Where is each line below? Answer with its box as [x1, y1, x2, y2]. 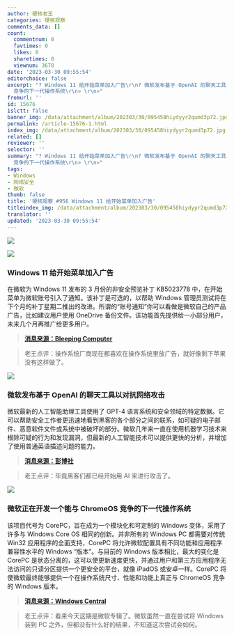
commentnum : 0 [13, 36, 54, 43]
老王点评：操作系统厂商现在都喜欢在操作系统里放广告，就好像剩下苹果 [24, 349, 226, 357]
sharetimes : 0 [13, 56, 54, 63]
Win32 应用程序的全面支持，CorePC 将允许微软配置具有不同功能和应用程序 [7, 538, 223, 547]
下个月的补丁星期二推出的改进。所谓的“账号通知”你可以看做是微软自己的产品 [7, 302, 226, 311]
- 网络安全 [7, 178, 35, 185]
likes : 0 [13, 49, 39, 56]
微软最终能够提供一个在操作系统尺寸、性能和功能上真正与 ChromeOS [13, 573, 211, 581]
